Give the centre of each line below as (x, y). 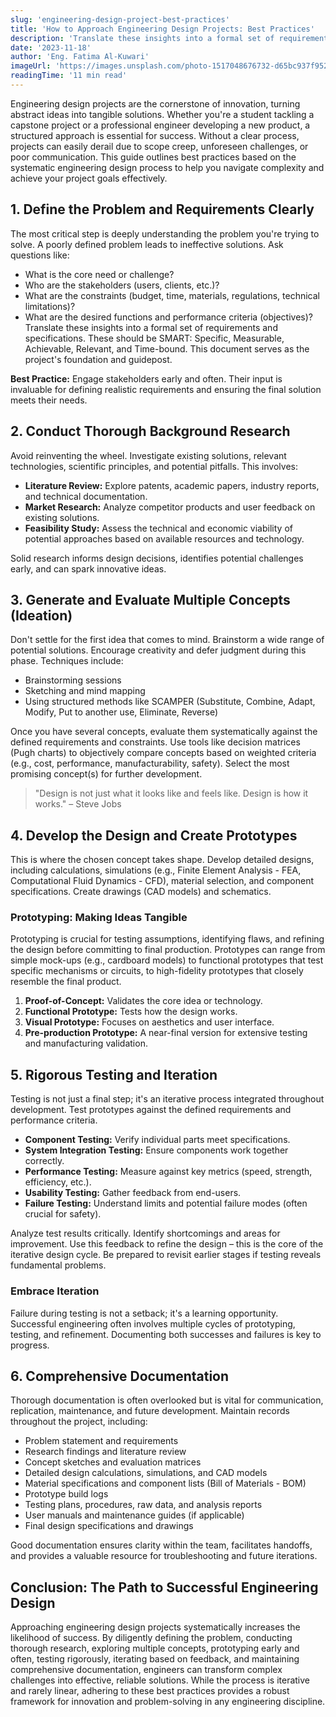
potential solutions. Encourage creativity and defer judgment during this (158, 650)
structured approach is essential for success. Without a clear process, (155, 135)
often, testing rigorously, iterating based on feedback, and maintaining (155, 1659)
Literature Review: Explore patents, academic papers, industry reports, (172, 485)
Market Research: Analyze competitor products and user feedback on (170, 507)
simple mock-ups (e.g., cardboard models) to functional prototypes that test (167, 960)
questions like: (40, 255)
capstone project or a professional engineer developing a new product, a (160, 125)
